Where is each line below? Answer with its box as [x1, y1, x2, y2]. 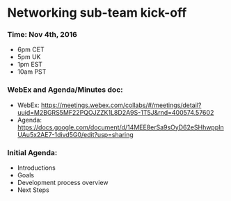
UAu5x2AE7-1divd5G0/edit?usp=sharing [17, 130, 134, 138]
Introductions [17, 163, 56, 172]
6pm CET [17, 45, 45, 54]
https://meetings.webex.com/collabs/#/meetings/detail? [40, 101, 202, 109]
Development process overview [17, 179, 109, 187]
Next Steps [17, 186, 50, 194]
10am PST [17, 67, 47, 76]
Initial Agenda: [7, 147, 58, 157]
